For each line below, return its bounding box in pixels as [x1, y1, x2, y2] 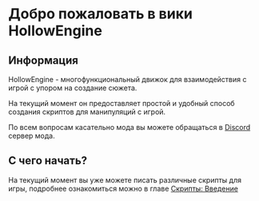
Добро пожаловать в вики [8, 5, 193, 23]
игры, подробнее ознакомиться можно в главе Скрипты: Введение [8, 183, 238, 193]
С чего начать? [8, 154, 88, 167]
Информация [8, 53, 78, 67]
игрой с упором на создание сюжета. [8, 83, 137, 93]
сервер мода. [8, 131, 55, 140]
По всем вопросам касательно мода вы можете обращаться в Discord [8, 123, 251, 132]
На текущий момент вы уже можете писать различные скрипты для [8, 175, 242, 184]
